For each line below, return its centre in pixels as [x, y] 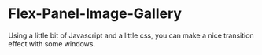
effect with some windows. [52, 43]
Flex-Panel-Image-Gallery [95, 14]
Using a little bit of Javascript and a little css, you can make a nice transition [131, 35]
